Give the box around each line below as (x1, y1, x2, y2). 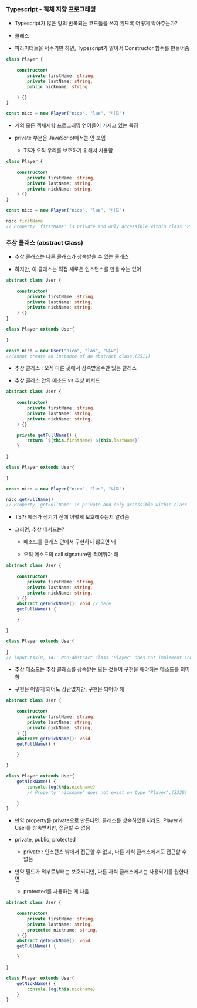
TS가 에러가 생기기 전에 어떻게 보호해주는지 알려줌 (14, 513, 130, 520)
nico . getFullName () (6, 496, 54, 502)
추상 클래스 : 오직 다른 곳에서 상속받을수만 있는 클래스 (14, 365, 137, 372)
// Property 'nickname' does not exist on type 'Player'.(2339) (27, 789, 188, 795)
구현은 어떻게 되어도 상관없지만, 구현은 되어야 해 (14, 686, 124, 693)
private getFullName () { (16, 432, 77, 438)
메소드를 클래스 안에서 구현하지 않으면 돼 (23, 538, 116, 545)
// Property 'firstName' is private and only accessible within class (6, 223, 182, 229)
